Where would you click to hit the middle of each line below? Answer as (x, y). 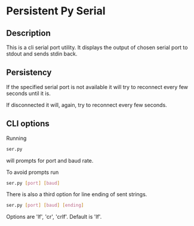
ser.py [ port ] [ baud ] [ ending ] (45, 205)
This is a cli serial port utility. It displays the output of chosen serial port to (97, 47)
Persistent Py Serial (56, 11)
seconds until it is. (28, 93)
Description (28, 33)
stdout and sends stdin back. (42, 54)
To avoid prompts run (33, 172)
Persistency (29, 73)
